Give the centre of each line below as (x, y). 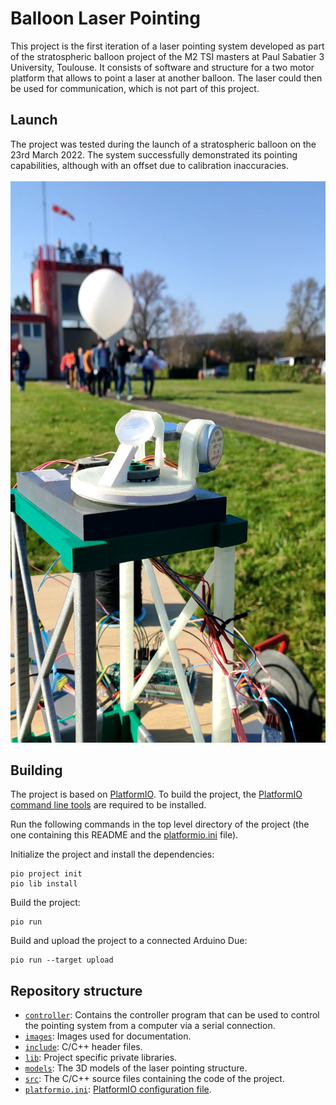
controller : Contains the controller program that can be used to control (172, 1015)
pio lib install (44, 884)
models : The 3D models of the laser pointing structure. (136, 1068)
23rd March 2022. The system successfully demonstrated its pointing (154, 154)
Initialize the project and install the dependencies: (112, 854)
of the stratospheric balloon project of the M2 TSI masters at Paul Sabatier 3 (167, 56)
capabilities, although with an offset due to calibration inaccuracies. (149, 165)
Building (36, 770)
